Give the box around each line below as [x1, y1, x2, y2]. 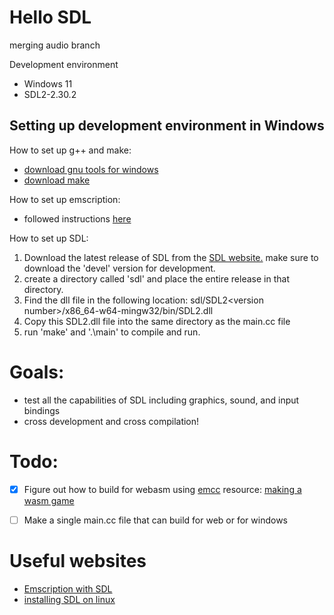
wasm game [23, 494, 75, 506]
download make [23, 174, 91, 186]
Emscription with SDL [23, 582, 113, 595]
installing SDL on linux [23, 593, 116, 605]
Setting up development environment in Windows [9, 117, 325, 135]
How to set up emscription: [9, 193, 121, 205]
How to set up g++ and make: [9, 144, 132, 156]
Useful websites [9, 549, 147, 572]
